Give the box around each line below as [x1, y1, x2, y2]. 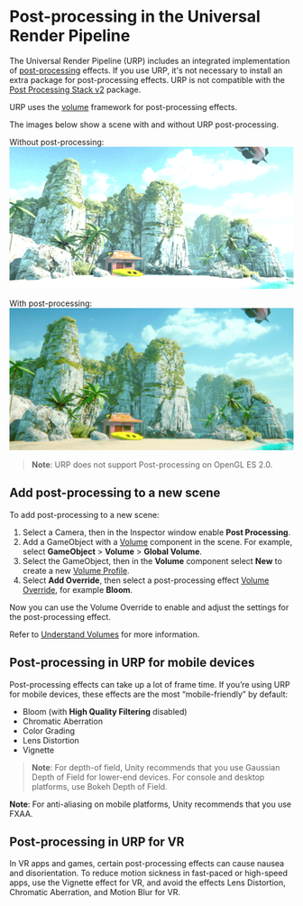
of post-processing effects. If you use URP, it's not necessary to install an [9, 65, 283, 76]
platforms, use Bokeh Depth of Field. [31, 781, 169, 791]
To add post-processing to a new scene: [9, 509, 160, 520]
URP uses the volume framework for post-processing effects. [9, 101, 237, 112]
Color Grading [22, 725, 75, 736]
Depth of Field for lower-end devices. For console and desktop [31, 772, 265, 782]
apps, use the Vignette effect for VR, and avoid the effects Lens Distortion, [9, 877, 286, 888]
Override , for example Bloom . [22, 584, 133, 595]
